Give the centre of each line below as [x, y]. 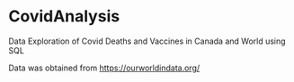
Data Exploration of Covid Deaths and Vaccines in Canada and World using [147, 41]
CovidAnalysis [64, 16]
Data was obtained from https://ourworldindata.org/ [104, 68]
